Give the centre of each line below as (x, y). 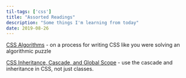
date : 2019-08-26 (28, 28)
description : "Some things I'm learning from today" (73, 22)
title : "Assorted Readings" (41, 17)
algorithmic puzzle (29, 51)
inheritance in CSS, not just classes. (50, 69)
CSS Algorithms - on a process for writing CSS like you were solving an (93, 45)
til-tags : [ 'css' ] (29, 12)
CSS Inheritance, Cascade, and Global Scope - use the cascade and (89, 63)
